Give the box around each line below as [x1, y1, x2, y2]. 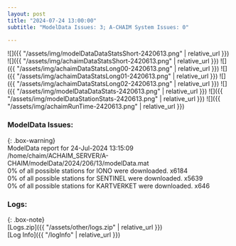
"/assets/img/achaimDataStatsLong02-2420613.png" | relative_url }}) [16, 80, 220, 88]
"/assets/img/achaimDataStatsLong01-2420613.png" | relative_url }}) [16, 72, 218, 80]
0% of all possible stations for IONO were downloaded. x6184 [7, 166, 188, 175]
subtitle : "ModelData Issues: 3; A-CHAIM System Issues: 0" [7, 23, 190, 31]
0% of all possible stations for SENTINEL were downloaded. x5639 [7, 173, 203, 182]
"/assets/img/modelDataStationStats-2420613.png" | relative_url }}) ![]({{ [7, 95, 221, 103]
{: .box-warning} [7, 136, 55, 144]
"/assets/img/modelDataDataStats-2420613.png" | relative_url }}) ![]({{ [16, 87, 223, 96]
